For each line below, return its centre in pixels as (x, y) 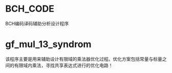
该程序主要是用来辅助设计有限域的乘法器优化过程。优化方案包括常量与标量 (84, 59)
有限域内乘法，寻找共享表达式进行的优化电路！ (63, 65)
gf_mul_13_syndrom (48, 44)
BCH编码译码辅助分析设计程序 (37, 23)
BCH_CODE (30, 9)
